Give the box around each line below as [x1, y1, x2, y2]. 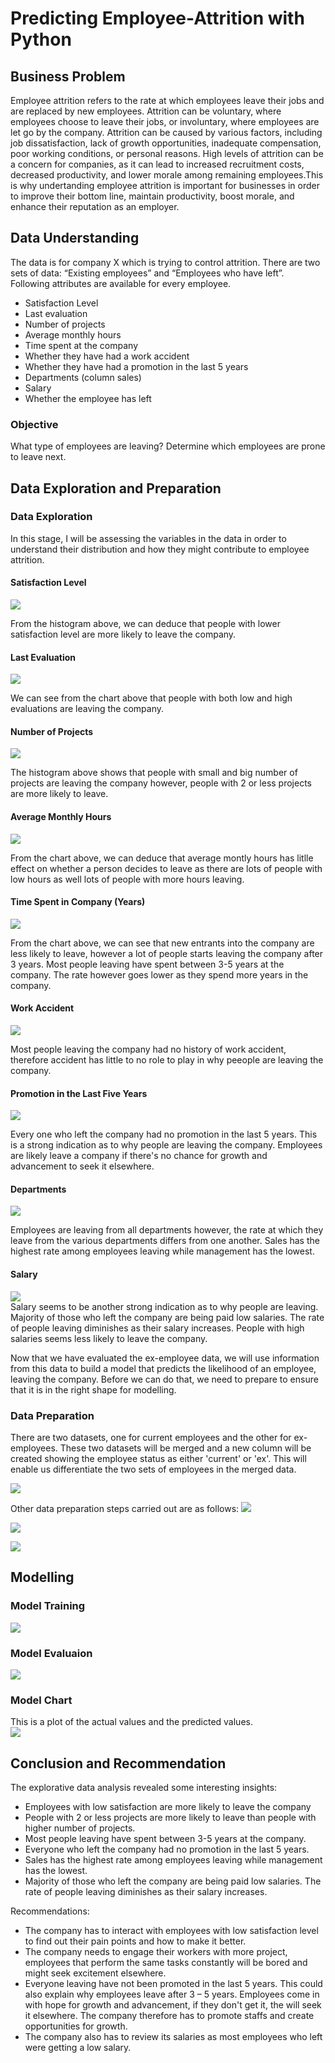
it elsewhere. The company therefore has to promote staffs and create [24, 2010, 315, 2022]
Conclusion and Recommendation [10, 1755, 227, 1772]
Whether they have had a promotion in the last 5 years [24, 360, 249, 372]
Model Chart [10, 1693, 73, 1707]
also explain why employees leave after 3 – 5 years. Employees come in [24, 1988, 320, 2001]
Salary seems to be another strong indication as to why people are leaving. [10, 1300, 319, 1312]
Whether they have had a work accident [24, 350, 190, 362]
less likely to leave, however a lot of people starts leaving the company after [10, 947, 324, 959]
